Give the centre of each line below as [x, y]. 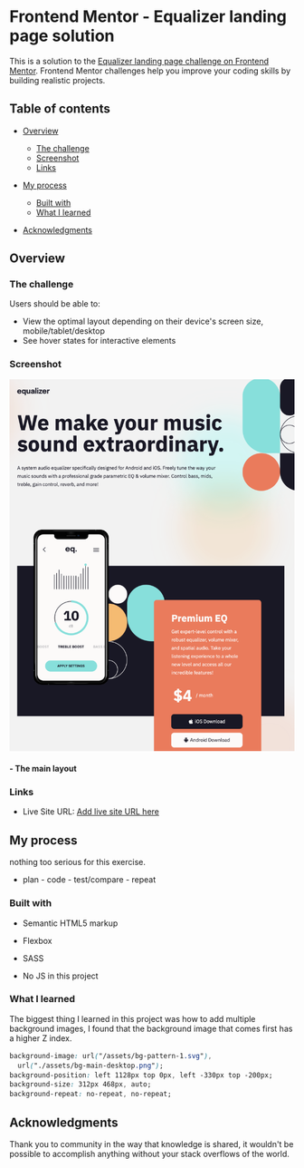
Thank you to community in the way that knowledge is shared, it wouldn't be [152, 1144]
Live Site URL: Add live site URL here [91, 812]
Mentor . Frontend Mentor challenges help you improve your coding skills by [150, 71]
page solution [62, 36]
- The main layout [43, 769]
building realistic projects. [57, 80]
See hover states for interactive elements [99, 341]
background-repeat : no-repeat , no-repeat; [90, 1095]
